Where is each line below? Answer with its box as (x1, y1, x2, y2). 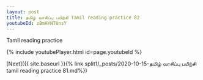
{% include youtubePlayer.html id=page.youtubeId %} (6, 48, 142, 56)
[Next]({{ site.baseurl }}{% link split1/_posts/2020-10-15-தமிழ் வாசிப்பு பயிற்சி (6, 60, 197, 67)
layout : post (6, 8, 40, 15)
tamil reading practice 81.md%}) (6, 67, 87, 75)
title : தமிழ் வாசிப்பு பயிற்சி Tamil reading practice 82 (6, 15, 140, 21)
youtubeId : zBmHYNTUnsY (6, 20, 67, 26)
